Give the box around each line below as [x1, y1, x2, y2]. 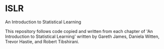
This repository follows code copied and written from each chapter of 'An [5, 28, 153, 34]
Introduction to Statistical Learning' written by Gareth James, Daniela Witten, [5, 33, 160, 39]
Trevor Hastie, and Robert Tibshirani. [5, 38, 79, 44]
